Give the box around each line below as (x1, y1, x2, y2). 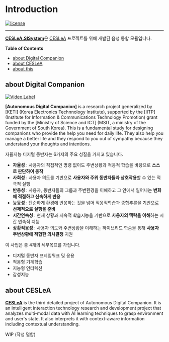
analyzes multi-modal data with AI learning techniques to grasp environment (5, 310, 163, 316)
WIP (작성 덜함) (5, 331, 36, 337)
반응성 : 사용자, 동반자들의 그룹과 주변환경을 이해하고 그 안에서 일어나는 (12, 187, 152, 193)
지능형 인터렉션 (12, 265, 43, 271)
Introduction (5, 4, 58, 15)
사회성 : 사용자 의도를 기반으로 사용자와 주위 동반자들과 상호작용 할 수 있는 (12, 175, 156, 181)
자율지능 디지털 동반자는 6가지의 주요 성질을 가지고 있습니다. (5, 151, 124, 157)
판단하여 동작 (17, 168, 44, 174)
